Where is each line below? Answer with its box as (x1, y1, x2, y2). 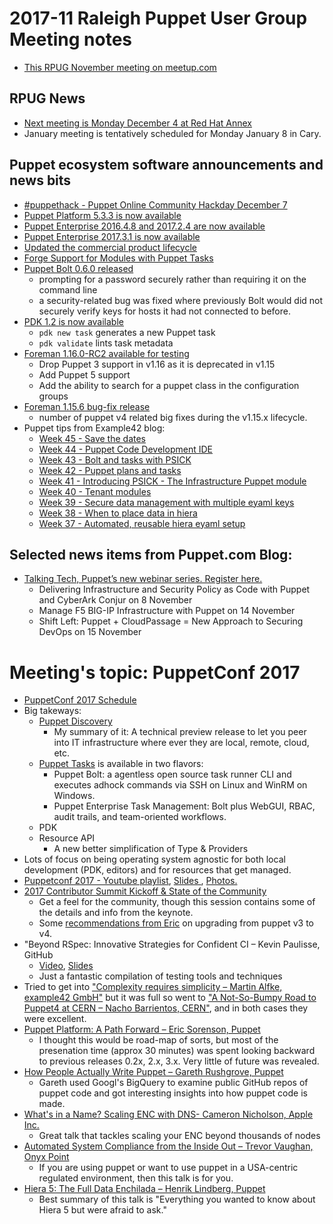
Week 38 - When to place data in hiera (38, 507, 198, 519)
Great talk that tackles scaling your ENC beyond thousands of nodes (38, 1130, 321, 1142)
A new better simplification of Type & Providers (53, 843, 249, 855)
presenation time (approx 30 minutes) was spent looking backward (38, 1045, 316, 1057)
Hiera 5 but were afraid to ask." (38, 1204, 167, 1216)
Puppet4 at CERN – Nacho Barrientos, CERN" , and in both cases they (23, 1002, 309, 1014)
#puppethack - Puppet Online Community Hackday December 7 (23, 198, 288, 211)
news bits (9, 172, 72, 189)
